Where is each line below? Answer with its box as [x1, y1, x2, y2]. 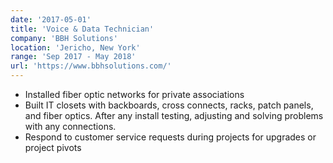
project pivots [24, 142, 82, 153]
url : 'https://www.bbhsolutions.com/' [10, 61, 172, 71]
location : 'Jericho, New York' [10, 42, 141, 53]
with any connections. [24, 121, 117, 132]
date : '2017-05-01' [10, 14, 92, 25]
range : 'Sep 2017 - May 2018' [10, 52, 137, 62]
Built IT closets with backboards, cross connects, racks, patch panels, [24, 99, 314, 111]
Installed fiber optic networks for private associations [24, 89, 245, 100]
